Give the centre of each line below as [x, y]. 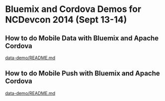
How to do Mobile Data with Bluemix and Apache [82, 38]
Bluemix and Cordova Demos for [73, 9]
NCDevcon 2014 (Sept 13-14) [66, 20]
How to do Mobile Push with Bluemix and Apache [82, 73]
